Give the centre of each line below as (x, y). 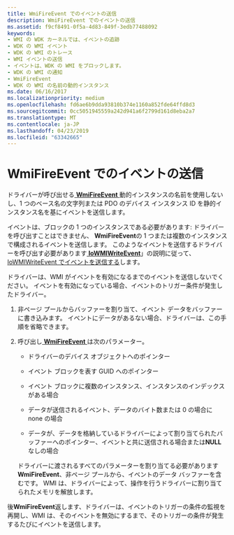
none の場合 (45, 419)
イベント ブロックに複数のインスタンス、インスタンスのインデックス (126, 386)
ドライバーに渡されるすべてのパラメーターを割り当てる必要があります (118, 466)
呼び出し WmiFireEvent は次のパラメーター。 (83, 342)
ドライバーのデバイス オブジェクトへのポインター (99, 357)
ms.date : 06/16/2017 (37, 92)
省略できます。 (51, 327)
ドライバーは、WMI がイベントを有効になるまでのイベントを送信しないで (112, 277)
